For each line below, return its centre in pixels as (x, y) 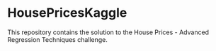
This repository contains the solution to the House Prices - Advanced (108, 32)
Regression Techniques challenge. (58, 39)
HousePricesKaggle (67, 13)
